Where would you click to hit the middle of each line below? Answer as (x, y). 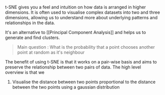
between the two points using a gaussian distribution (66, 87)
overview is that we (25, 72)
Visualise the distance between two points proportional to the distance (84, 82)
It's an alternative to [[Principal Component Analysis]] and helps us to (76, 32)
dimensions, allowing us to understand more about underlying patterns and (81, 17)
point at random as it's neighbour (51, 52)
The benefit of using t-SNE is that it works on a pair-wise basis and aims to (81, 62)
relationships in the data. (30, 23)
